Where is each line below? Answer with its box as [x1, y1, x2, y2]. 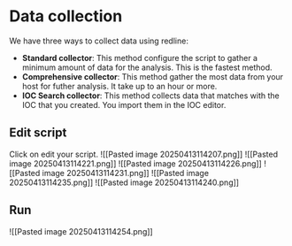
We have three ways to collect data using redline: [9, 35, 188, 46]
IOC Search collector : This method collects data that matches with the [21, 90, 280, 101]
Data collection [9, 6, 123, 27]
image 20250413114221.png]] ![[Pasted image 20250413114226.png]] [9, 158, 263, 169]
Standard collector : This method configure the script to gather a [21, 52, 258, 63]
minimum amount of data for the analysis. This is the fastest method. [21, 62, 273, 73]
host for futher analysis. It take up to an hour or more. [21, 81, 218, 91]
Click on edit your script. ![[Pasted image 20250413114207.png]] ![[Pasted [9, 149, 279, 159]
